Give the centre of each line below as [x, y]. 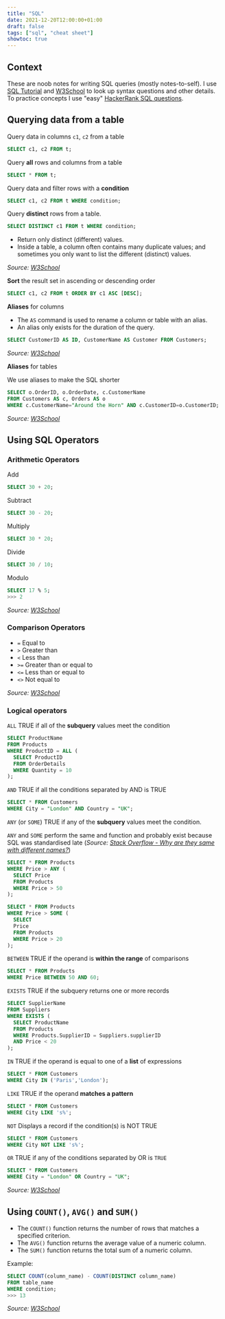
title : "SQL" [26, 13]
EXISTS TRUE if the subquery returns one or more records [88, 991]
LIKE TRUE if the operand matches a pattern [70, 1093]
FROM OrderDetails [40, 764]
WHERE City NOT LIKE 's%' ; [46, 1145]
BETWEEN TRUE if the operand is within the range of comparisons [98, 959]
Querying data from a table [66, 120]
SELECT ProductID [38, 757]
